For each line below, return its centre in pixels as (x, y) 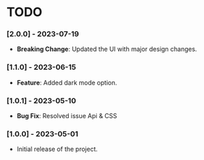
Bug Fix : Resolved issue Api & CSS (67, 116)
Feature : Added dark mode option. (67, 82)
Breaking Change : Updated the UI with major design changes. (107, 49)
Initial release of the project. (57, 149)
